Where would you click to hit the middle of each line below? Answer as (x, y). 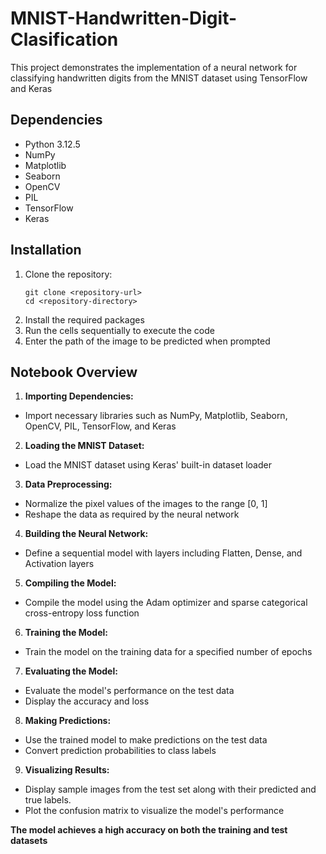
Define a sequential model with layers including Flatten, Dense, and (163, 553)
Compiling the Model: (70, 583)
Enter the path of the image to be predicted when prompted (147, 341)
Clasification (64, 39)
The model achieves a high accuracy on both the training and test (149, 830)
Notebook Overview (74, 372)
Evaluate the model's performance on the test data (129, 691)
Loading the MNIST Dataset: (84, 446)
